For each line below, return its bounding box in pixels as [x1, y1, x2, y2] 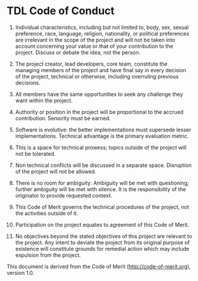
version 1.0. [6, 269, 35, 276]
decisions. [15, 79, 41, 86]
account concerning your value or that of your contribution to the [15, 43, 173, 50]
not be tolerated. [15, 150, 56, 157]
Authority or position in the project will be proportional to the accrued [15, 108, 184, 115]
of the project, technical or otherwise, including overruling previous [15, 73, 179, 80]
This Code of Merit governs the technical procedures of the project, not [15, 203, 189, 211]
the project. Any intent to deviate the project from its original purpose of [15, 238, 190, 246]
